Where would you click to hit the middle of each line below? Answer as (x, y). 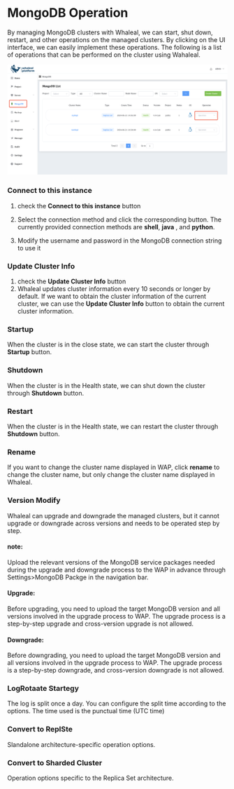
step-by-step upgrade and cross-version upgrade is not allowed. (101, 623)
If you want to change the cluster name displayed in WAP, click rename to (114, 467)
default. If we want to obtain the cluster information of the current (112, 297)
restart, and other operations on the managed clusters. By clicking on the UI (116, 39)
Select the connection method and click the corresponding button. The (119, 220)
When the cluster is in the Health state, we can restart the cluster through (113, 426)
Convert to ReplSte (40, 729)
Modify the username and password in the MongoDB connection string (119, 241)
